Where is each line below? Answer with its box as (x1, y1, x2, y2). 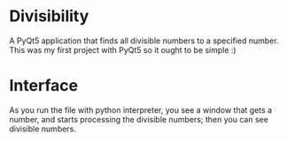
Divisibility (9, 6, 89, 26)
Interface (9, 76, 78, 96)
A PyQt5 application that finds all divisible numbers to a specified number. (9, 35, 279, 46)
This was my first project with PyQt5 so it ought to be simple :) (9, 44, 237, 55)
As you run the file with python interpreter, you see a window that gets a (9, 104, 273, 115)
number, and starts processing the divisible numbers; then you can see (9, 114, 268, 124)
